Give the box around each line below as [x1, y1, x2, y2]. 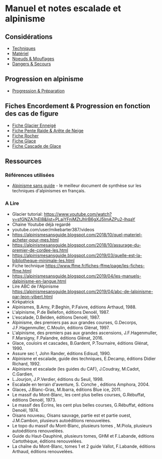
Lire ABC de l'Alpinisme [12, 283, 59, 289]
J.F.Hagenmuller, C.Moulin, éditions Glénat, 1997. [12, 324, 110, 330]
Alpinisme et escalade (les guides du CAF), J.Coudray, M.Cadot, [12, 366, 140, 372]
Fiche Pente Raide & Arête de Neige [12, 127, 84, 134]
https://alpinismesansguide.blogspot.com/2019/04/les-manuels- [12, 273, 142, 279]
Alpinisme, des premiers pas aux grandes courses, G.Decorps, [12, 319, 137, 325]
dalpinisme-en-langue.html [12, 278, 66, 284]
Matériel [12, 51, 29, 56]
